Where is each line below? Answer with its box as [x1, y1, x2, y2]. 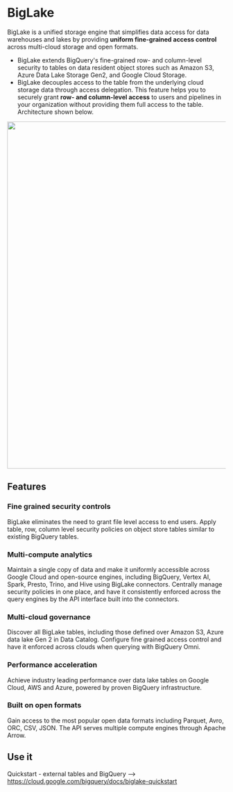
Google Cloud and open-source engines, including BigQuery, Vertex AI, [7, 573, 211, 581]
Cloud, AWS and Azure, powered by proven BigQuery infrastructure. [7, 683, 202, 691]
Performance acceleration [7, 660, 98, 670]
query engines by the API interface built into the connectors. [7, 595, 180, 603]
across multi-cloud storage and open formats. [7, 42, 139, 51]
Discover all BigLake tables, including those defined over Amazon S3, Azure [7, 628, 224, 637]
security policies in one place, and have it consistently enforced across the [7, 587, 221, 596]
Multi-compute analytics [7, 550, 92, 559]
